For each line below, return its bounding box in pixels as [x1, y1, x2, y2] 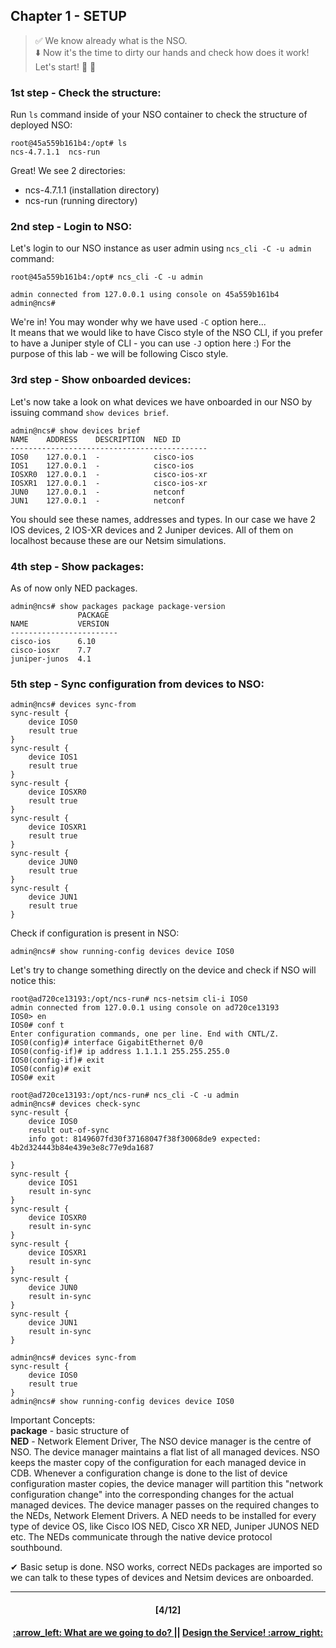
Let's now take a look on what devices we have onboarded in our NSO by [10, 395, 313, 408]
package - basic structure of [10, 1425, 130, 1437]
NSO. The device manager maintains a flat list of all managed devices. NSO [10, 1446, 320, 1458]
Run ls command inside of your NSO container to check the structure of [10, 109, 308, 121]
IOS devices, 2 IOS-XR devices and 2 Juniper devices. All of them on [10, 524, 294, 536]
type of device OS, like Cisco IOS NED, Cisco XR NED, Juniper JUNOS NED [10, 1520, 320, 1533]
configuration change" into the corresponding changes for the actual [10, 1489, 294, 1501]
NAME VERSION [10, 619, 110, 629]
